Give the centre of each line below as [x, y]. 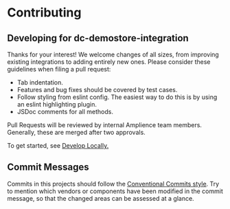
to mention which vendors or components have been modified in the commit [115, 191]
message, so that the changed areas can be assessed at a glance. [101, 198]
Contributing [44, 13]
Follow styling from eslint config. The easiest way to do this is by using [117, 97]
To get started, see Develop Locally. [58, 145]
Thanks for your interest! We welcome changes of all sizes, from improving [113, 54]
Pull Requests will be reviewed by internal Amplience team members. [105, 125]
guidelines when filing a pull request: [59, 69]
